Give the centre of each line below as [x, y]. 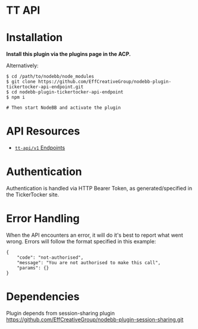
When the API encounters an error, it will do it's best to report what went [95, 235]
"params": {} [33, 268]
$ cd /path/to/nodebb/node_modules [50, 77]
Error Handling [43, 219]
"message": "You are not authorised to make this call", [89, 262]
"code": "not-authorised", [50, 257]
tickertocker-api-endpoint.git [45, 87]
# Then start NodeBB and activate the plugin [63, 108]
